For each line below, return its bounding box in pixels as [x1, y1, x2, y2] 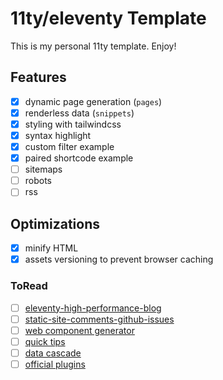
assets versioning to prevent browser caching [24, 253, 214, 266]
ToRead [10, 279, 48, 293]
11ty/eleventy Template [10, 7, 207, 30]
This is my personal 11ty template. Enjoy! [10, 40, 177, 52]
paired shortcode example [24, 152, 134, 164]
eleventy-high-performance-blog [24, 302, 162, 314]
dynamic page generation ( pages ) [24, 95, 163, 107]
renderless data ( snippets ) [24, 107, 135, 119]
